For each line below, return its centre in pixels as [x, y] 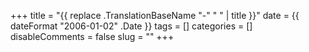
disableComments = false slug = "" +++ [92, 36]
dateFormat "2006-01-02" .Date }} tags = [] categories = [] [131, 26]
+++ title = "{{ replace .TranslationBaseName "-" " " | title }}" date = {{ [155, 15]
